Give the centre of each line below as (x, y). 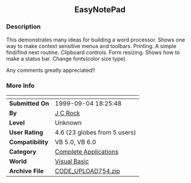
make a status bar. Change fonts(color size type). (67, 58)
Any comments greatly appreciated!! (51, 70)
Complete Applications (87, 152)
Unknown (68, 122)
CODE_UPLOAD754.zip (87, 171)
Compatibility (29, 142)
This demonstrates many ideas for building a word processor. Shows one (96, 40)
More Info (21, 86)
